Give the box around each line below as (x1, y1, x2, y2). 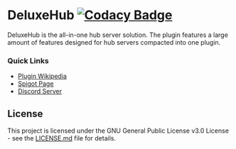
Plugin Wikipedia (17, 72, 68, 81)
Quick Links (7, 55, 49, 65)
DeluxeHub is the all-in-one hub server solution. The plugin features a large (7, 31, 229, 39)
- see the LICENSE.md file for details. (7, 134, 116, 143)
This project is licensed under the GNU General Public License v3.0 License (7, 126, 230, 135)
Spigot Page (17, 79, 54, 88)
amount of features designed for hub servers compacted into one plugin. (7, 38, 221, 46)
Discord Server (17, 87, 63, 96)
